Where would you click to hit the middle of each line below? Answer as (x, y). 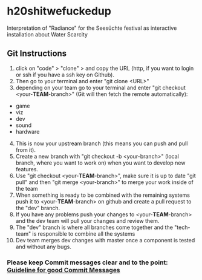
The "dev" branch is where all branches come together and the (94, 227)
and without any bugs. (43, 247)
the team (27, 188)
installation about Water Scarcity (47, 34)
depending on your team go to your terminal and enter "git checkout (101, 87)
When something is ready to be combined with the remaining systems (103, 195)
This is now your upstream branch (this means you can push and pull (102, 143)
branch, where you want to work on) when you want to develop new (100, 163)
